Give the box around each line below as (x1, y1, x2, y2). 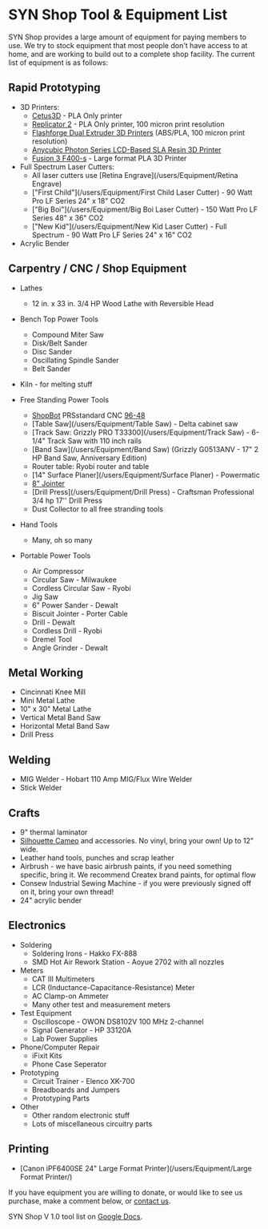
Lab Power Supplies (31, 1033, 98, 1043)
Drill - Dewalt (31, 617, 76, 627)
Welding (8, 753, 51, 766)
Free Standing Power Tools (19, 394, 110, 404)
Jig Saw (31, 592, 58, 601)
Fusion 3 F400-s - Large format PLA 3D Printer (31, 153, 187, 163)
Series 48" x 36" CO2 (31, 212, 104, 222)
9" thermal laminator (19, 827, 88, 837)
